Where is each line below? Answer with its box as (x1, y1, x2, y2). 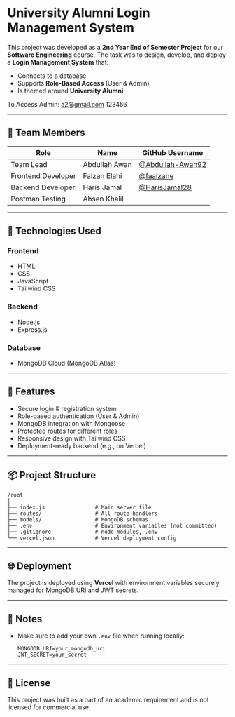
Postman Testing (10, 194, 66, 203)
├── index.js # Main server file (7, 504, 152, 511)
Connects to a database (17, 72, 87, 80)
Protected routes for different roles (17, 427, 117, 435)
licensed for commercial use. (7, 703, 91, 711)
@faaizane (138, 170, 174, 180)
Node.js (17, 318, 41, 326)
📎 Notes (7, 612, 43, 625)
